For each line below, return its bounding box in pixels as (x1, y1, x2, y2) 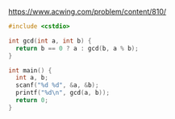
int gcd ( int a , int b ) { (8, 36, 92, 45)
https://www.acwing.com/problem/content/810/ (8, 7, 167, 16)
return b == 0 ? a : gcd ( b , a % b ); (15, 44, 139, 52)
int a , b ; (15, 74, 48, 82)
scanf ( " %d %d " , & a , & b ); (15, 81, 99, 89)
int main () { (8, 66, 52, 75)
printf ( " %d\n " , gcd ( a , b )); (15, 88, 110, 97)
